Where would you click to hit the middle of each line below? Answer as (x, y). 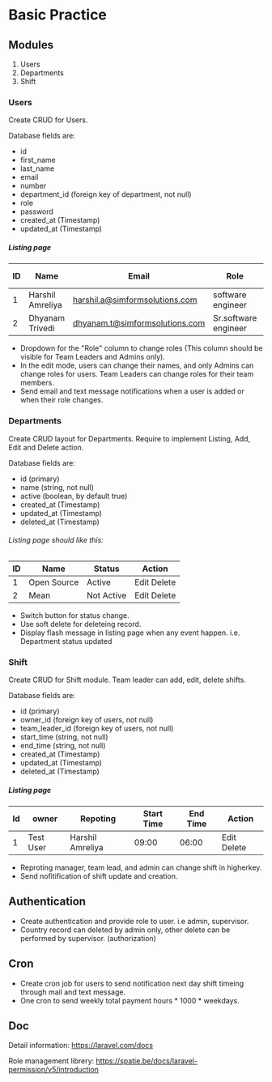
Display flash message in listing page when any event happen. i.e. (130, 633)
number (33, 186)
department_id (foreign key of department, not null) (106, 194)
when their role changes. (62, 400)
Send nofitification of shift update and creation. (99, 876)
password (37, 211)
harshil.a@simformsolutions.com (135, 300)
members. (37, 383)
